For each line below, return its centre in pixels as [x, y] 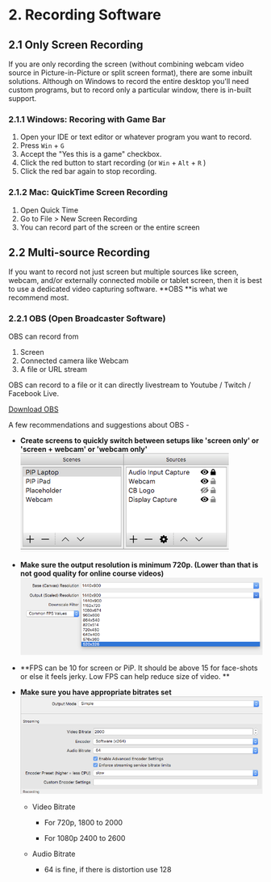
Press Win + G [42, 146]
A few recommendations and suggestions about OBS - [99, 424]
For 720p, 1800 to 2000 [83, 823]
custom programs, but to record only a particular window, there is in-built [130, 90]
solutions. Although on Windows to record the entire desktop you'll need [129, 81]
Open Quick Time [49, 210]
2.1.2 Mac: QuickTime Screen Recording [88, 192]
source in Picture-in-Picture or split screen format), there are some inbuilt [130, 73]
